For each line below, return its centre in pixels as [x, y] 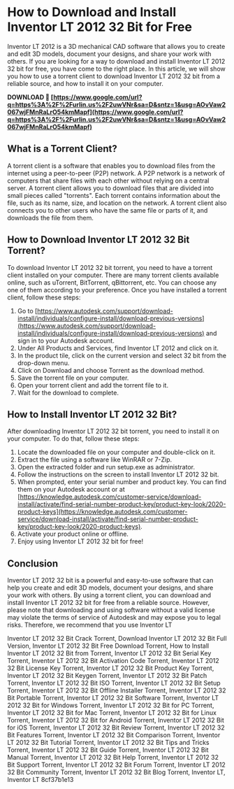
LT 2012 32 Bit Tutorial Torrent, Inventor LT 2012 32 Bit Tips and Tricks [108, 743]
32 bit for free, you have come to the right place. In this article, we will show [116, 69]
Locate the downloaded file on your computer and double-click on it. [116, 453]
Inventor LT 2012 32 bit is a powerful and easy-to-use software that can [110, 581]
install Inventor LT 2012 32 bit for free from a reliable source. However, [109, 603]
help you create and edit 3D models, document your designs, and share [110, 588]
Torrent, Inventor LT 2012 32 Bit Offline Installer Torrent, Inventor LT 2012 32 [117, 690]
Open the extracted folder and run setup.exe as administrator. [106, 467]
